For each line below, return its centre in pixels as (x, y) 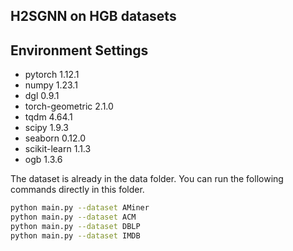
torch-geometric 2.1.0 (69, 106)
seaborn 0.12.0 (55, 138)
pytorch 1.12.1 (52, 75)
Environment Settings (79, 50)
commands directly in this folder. (77, 190)
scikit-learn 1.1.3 (58, 149)
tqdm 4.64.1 (48, 117)
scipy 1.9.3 (46, 128)
